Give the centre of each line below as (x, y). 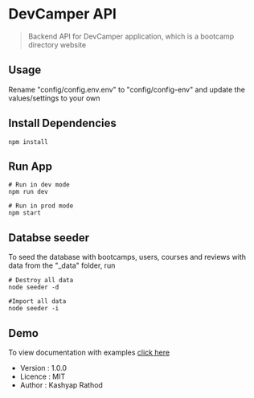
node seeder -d (34, 287)
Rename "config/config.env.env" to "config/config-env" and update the (127, 89)
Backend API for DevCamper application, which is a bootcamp (131, 36)
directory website (57, 44)
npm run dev (28, 192)
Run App (31, 166)
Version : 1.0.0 (43, 368)
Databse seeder (49, 238)
